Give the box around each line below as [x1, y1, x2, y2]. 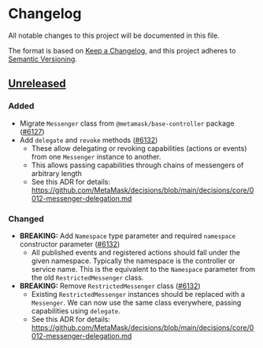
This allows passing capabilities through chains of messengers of [31, 160, 244, 170]
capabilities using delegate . [31, 306, 120, 315]
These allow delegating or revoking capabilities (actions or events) [31, 143, 247, 153]
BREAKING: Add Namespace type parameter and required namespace [19, 231, 236, 240]
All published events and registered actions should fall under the [31, 247, 240, 257]
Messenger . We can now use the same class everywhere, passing [31, 298, 242, 307]
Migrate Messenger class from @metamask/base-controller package [19, 119, 235, 128]
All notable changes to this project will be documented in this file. [8, 31, 220, 40]
